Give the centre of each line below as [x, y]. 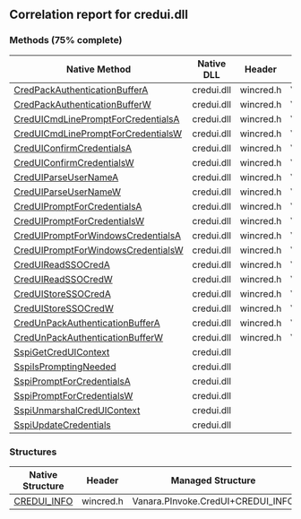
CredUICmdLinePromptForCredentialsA [97, 118]
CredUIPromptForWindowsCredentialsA [98, 235]
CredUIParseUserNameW [68, 192]
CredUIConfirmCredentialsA [73, 148]
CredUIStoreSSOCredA [63, 293]
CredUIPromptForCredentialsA [78, 206]
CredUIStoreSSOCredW [64, 308]
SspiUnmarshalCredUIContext [77, 410]
